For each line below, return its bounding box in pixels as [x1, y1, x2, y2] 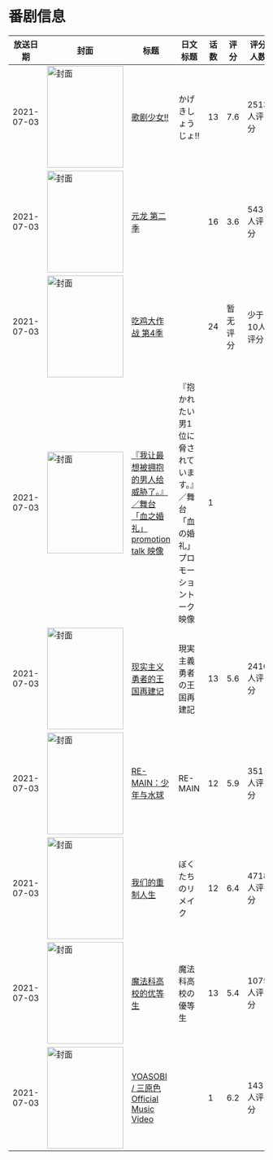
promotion [131, 533, 171, 545]
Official [131, 1092, 159, 1104]
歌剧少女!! [131, 112, 169, 123]
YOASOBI [131, 1070, 168, 1082]
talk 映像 [131, 545, 164, 556]
